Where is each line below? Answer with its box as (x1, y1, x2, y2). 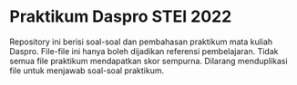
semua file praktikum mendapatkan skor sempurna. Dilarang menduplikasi (9, 55, 289, 66)
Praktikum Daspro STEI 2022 (9, 6, 232, 27)
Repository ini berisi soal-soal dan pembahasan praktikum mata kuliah (9, 36, 273, 47)
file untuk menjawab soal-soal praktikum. (9, 65, 165, 76)
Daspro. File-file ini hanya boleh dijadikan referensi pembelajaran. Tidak (9, 45, 279, 56)
